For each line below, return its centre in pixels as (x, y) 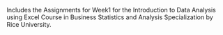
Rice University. (29, 24)
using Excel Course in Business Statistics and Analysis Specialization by (110, 17)
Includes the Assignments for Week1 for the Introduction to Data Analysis (111, 10)
